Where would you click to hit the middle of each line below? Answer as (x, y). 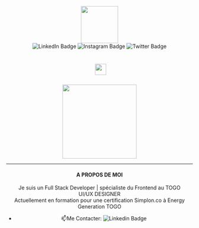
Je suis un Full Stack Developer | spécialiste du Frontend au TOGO (99, 188)
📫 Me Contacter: (81, 219)
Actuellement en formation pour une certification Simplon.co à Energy (99, 200)
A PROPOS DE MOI (99, 175)
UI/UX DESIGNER (99, 194)
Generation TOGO (99, 207)
